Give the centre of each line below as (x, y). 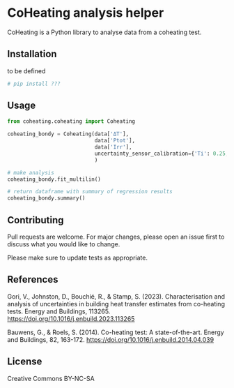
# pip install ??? (34, 84)
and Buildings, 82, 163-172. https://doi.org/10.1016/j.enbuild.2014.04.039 (111, 339)
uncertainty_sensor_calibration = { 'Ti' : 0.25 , (162, 154)
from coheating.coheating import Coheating (71, 121)
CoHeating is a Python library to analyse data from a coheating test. (104, 32)
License (25, 362)
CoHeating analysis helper (86, 13)
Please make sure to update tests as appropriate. (78, 258)
